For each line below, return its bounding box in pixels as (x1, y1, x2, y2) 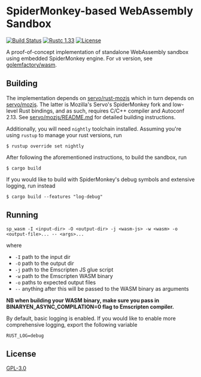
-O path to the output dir (14, 260, 75, 267)
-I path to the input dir (14, 253, 71, 260)
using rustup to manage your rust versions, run (6, 131, 123, 138)
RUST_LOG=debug (6, 333, 44, 339)
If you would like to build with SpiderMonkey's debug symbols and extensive (6, 176, 195, 183)
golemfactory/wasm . (6, 61, 57, 68)
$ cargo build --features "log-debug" (6, 194, 103, 200)
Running (6, 210, 39, 220)
